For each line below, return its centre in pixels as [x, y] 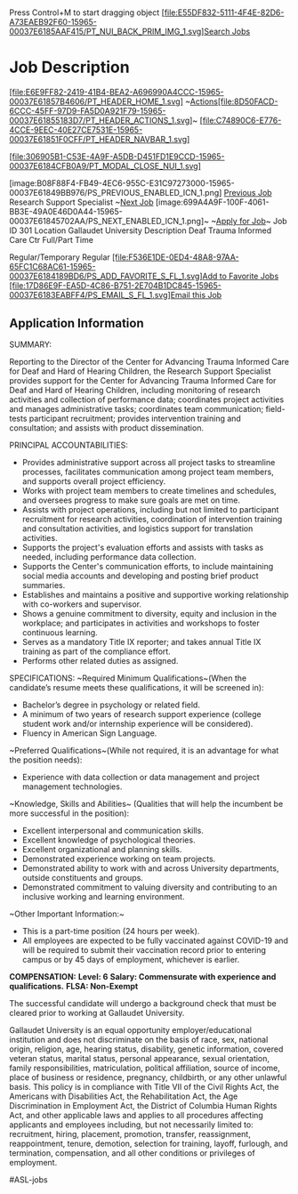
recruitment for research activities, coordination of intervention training [152, 519]
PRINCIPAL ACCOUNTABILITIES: [69, 445]
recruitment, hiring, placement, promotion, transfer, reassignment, [130, 1133]
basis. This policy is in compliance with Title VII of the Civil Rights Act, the [144, 1086]
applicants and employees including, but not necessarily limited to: [131, 1125]
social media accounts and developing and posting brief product [141, 576]
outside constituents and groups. [83, 877]
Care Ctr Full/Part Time [51, 240]
